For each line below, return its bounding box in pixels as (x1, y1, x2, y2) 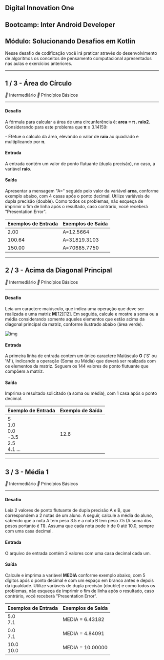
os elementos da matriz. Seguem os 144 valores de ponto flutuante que (5, 363, 149, 369)
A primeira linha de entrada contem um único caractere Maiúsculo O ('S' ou (5, 353, 157, 359)
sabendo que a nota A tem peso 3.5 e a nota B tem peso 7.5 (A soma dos (5, 518, 151, 524)
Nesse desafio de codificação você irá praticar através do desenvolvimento (5, 50, 157, 56)
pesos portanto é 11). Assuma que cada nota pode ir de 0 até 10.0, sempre (5, 523, 154, 529)
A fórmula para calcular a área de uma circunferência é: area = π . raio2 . (5, 119, 150, 125)
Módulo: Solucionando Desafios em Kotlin (5, 37, 136, 45)
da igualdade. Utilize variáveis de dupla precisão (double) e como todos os (5, 582, 155, 588)
